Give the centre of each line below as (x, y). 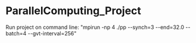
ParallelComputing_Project (73, 11)
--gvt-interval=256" (52, 33)
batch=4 (16, 33)
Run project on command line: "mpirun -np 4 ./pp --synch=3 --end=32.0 (95, 27)
